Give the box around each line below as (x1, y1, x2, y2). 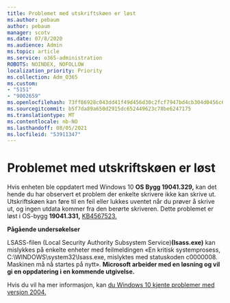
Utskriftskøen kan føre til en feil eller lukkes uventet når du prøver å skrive (7, 198, 215, 206)
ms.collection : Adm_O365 (7, 73, 78, 81)
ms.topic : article (7, 49, 60, 55)
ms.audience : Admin (7, 42, 63, 49)
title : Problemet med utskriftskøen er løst (7, 10, 136, 17)
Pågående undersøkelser (7, 225, 81, 233)
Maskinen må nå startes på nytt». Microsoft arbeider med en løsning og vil (7, 261, 220, 269)
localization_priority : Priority (7, 67, 103, 74)
